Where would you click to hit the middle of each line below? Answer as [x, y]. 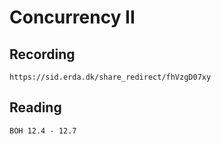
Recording [42, 54]
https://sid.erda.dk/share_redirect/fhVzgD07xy [110, 77]
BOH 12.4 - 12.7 [43, 131]
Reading [35, 107]
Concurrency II [72, 17]
